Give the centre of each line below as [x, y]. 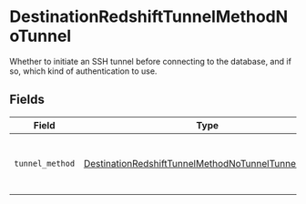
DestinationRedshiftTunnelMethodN [149, 17]
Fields [27, 100]
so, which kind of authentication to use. [83, 71]
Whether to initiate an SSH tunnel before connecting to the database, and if [150, 61]
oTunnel [41, 36]
